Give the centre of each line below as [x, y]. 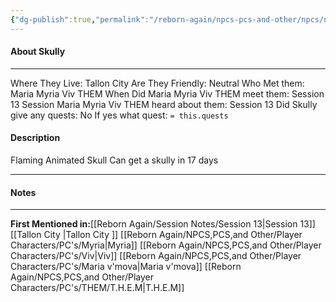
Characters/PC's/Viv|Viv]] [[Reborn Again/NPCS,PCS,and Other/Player [156, 256]
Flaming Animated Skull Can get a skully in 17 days [114, 160]
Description [35, 138]
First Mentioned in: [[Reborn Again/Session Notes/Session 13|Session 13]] [163, 224]
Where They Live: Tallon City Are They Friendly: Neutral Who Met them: [157, 83]
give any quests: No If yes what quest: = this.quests [119, 115]
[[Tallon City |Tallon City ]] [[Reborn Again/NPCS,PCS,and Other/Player [156, 235]
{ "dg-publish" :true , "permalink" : [80, 19]
